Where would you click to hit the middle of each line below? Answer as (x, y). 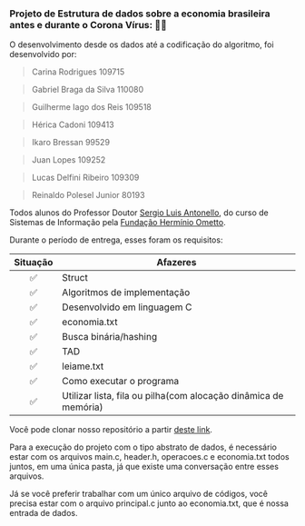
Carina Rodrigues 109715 (78, 72)
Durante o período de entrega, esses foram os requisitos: (116, 240)
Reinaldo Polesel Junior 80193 (88, 195)
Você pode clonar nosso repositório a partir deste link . (111, 430)
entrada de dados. (44, 513)
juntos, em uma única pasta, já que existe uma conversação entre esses (144, 467)
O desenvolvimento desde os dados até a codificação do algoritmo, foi (142, 45)
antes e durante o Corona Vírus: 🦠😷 (89, 25)
